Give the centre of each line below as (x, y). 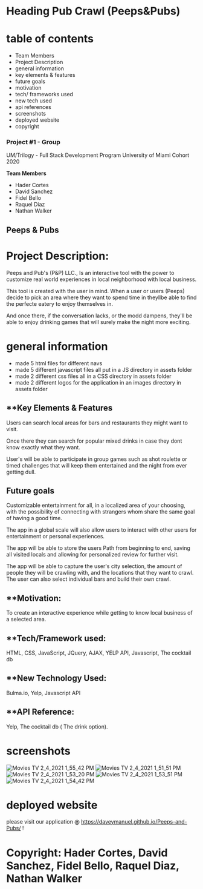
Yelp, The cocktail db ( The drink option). (57, 726)
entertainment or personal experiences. (55, 537)
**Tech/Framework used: (56, 638)
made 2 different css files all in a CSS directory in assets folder (93, 376)
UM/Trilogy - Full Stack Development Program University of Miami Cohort (98, 155)
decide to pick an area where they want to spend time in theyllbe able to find (101, 297)
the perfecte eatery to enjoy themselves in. (60, 303)
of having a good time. (34, 518)
